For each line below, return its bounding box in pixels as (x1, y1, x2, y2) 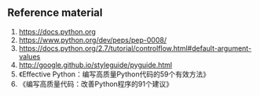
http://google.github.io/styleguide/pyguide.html (18, 60, 173, 69)
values (18, 52, 41, 61)
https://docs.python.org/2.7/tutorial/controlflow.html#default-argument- (18, 43, 252, 53)
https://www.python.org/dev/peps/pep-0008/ (18, 35, 167, 44)
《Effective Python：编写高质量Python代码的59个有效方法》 (18, 69, 210, 79)
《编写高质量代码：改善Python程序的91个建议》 (18, 79, 174, 88)
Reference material (7, 6, 103, 20)
